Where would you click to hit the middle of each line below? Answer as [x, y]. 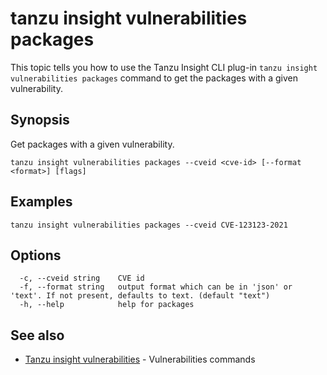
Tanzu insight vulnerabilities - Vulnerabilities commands [140, 359]
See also [37, 335]
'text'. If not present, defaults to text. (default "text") [140, 296]
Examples [41, 202]
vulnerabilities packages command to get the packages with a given [154, 78]
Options [36, 255]
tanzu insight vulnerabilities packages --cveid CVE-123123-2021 [149, 225]
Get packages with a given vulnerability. [92, 144]
